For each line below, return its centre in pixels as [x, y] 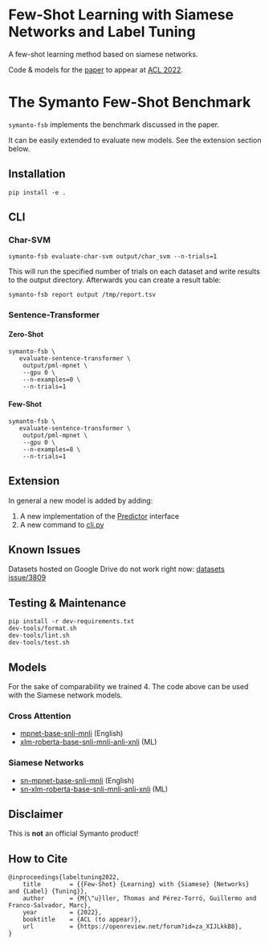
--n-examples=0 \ [52, 380]
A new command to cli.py [62, 524]
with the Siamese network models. [65, 695]
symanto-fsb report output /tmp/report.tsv [82, 295]
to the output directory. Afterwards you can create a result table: [115, 280]
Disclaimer [36, 814]
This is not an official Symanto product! [73, 833]
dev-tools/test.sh [39, 643]
